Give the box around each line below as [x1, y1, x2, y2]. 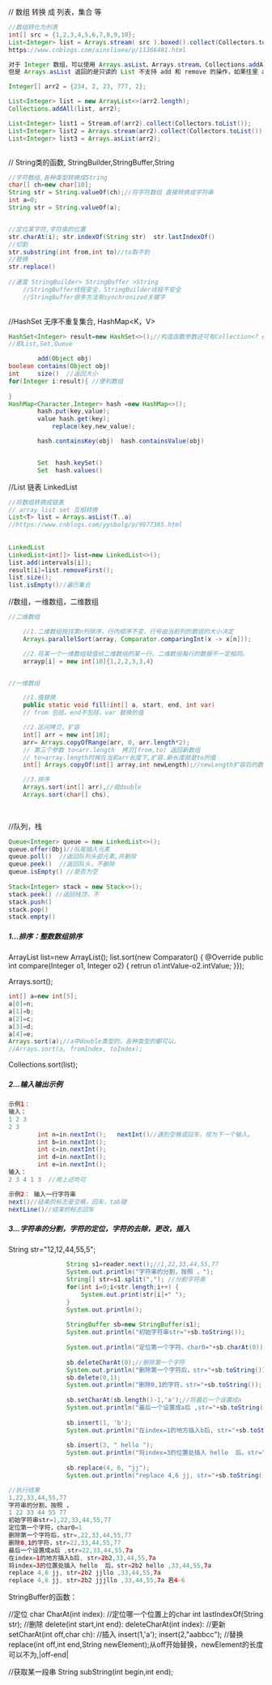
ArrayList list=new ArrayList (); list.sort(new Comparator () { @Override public [8, 952, 264, 962]
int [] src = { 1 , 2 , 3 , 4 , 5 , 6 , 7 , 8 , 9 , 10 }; [8, 31, 136, 39]
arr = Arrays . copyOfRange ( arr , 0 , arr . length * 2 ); [23, 738, 190, 746]
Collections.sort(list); [8, 1060, 79, 1070]
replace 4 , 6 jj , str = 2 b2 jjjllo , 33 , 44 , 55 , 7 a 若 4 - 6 [8, 1576, 185, 1584]
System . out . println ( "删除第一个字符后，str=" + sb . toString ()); [66, 1366, 270, 1374]
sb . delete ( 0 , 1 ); [66, 1373, 121, 1382]
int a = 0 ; [8, 196, 38, 204]
